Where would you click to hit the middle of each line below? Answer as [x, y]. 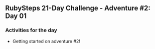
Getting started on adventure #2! [46, 41]
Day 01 [16, 16]
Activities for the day [31, 30]
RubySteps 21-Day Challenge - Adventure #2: [78, 8]
